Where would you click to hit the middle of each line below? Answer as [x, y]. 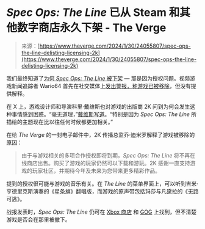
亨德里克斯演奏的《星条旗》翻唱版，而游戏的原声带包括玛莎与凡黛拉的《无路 [103, 191]
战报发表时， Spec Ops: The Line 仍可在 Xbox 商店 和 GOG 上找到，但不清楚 [102, 212]
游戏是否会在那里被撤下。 [38, 219]
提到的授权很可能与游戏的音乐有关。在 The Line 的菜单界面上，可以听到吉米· [102, 183]
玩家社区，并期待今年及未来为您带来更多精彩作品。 [96, 170]
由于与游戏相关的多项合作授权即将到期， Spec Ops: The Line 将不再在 [108, 155]
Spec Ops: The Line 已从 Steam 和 [93, 13]
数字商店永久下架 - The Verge [92, 28]
